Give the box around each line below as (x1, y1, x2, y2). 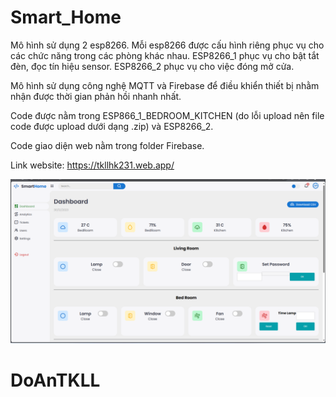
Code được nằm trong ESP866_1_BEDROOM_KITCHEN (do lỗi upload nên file (10, 109, 325, 121)
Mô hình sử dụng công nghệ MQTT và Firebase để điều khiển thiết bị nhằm (10, 79, 320, 91)
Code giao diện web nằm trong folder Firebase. (10, 139, 205, 151)
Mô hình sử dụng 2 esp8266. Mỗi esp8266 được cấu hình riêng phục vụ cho (10, 39, 325, 51)
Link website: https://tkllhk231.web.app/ (10, 159, 175, 171)
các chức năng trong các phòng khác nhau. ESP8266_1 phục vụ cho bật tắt (10, 49, 320, 61)
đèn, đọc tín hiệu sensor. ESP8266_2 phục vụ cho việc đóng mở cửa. (10, 60, 295, 72)
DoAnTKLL (10, 369, 101, 391)
